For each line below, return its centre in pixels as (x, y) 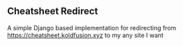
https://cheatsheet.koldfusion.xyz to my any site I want (86, 35)
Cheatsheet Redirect (53, 11)
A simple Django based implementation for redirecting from (92, 27)
